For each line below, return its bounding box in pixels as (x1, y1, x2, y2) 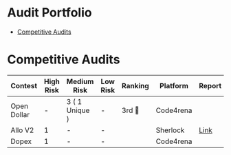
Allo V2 (10, 125, 34, 135)
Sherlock (155, 125, 185, 135)
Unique (66, 105, 90, 115)
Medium (66, 76, 94, 86)
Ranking (121, 81, 149, 90)
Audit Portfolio (7, 5, 92, 21)
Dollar (10, 110, 30, 119)
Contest (10, 81, 38, 90)
